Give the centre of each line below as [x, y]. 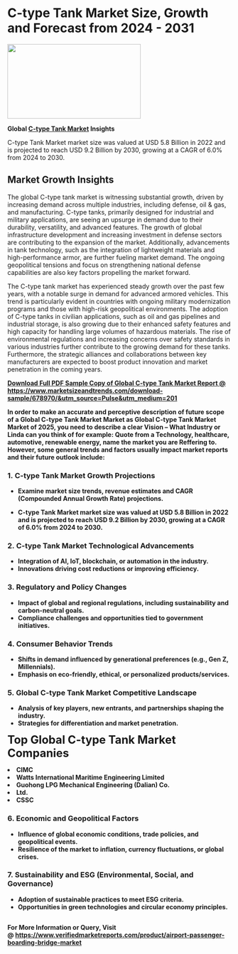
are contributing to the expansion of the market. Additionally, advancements [119, 242]
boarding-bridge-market [44, 943]
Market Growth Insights [61, 180]
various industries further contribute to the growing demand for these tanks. [119, 347]
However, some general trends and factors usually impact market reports [118, 450]
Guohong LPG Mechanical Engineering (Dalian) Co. [93, 785]
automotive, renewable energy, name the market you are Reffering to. [112, 442]
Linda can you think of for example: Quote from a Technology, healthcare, [118, 434]
